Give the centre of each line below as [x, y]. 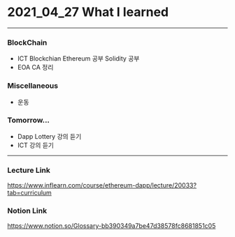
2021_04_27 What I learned [88, 12]
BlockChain [27, 43]
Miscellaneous [33, 86]
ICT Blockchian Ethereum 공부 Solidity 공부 [78, 59]
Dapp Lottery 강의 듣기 [49, 136]
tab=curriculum [30, 193]
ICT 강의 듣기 [36, 145]
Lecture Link [29, 170]
